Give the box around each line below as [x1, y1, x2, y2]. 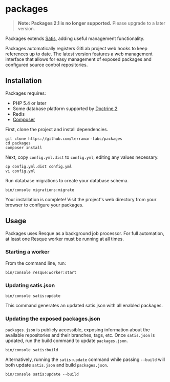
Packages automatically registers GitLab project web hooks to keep [5, 45, 147, 51]
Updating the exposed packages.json [5, 315, 101, 323]
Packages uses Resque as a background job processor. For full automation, [5, 230, 165, 236]
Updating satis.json [5, 282, 55, 289]
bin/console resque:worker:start [5, 270, 77, 275]
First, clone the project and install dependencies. [5, 126, 109, 132]
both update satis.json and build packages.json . [5, 362, 109, 368]
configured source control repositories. [5, 61, 88, 68]
